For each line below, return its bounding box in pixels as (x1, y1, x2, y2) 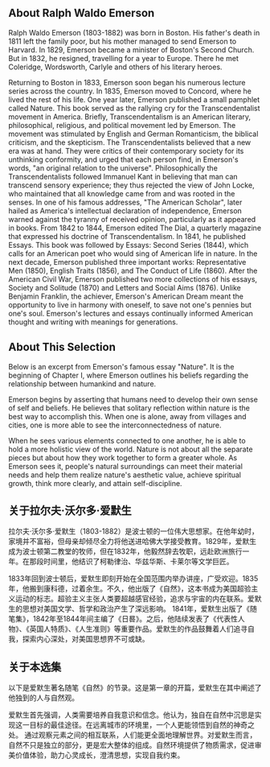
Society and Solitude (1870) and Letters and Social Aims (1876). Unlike (8, 282, 241, 292)
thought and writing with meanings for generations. (8, 317, 178, 327)
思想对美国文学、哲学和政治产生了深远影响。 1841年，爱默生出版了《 (22, 604, 251, 614)
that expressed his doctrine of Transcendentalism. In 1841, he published (8, 231, 247, 241)
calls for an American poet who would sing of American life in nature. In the (8, 249, 258, 258)
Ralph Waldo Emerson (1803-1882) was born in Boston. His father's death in (8, 27, 260, 37)
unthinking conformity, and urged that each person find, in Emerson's (8, 155, 239, 164)
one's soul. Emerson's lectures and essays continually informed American (8, 308, 253, 318)
